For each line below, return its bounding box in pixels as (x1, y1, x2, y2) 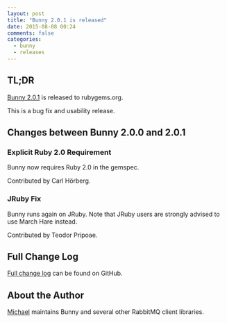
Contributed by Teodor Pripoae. (7, 231, 98, 239)
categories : (7, 36, 42, 43)
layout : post (7, 10, 45, 17)
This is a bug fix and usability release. (7, 106, 115, 115)
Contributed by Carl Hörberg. (7, 176, 91, 185)
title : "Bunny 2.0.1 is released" (7, 17, 108, 24)
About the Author (7, 289, 85, 301)
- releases (13, 49, 45, 56)
